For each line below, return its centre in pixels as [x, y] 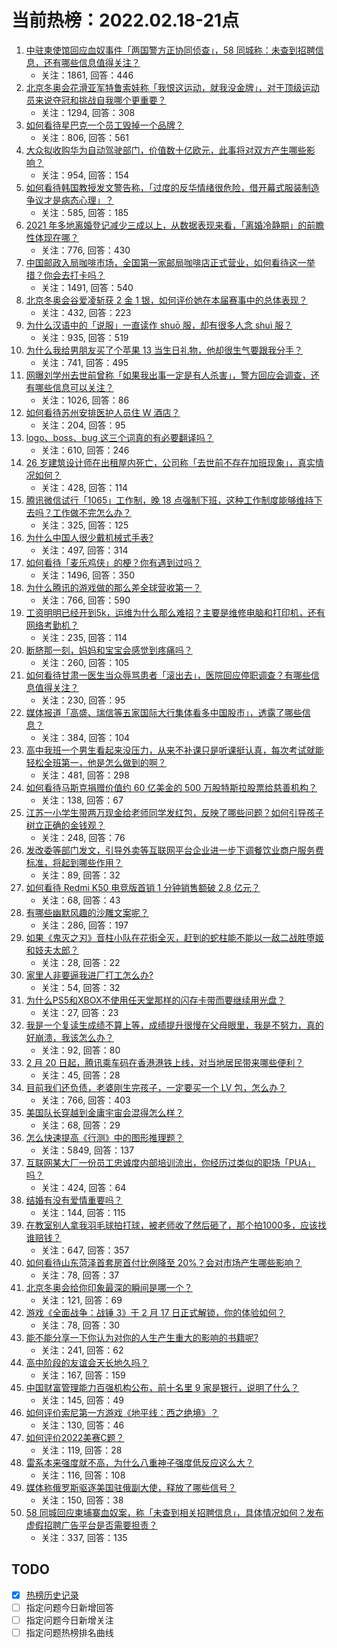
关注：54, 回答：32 [80, 987]
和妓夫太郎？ [52, 950]
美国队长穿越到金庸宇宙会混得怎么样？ [104, 1112]
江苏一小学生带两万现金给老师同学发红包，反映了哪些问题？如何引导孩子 [174, 812]
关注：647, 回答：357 [85, 1250]
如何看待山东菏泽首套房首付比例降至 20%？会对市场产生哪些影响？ [164, 1262]
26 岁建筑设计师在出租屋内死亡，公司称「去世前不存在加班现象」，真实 [170, 462]
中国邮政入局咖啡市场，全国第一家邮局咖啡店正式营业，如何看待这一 [166, 262]
